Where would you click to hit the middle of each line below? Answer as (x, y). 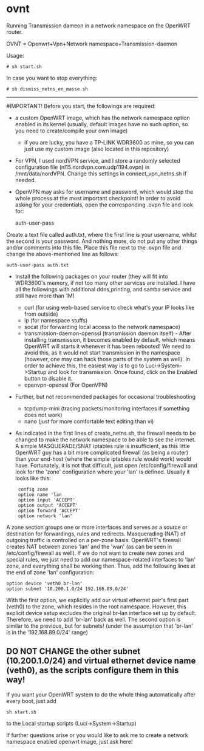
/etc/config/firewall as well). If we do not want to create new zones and (95, 553)
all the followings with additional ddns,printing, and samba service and (103, 289)
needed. (25, 180)
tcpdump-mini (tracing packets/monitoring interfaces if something (107, 408)
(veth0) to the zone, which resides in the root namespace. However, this (96, 607)
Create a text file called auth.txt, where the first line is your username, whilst (102, 234)
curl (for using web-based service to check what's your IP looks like (109, 307)
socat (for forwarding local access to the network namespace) (102, 327)
